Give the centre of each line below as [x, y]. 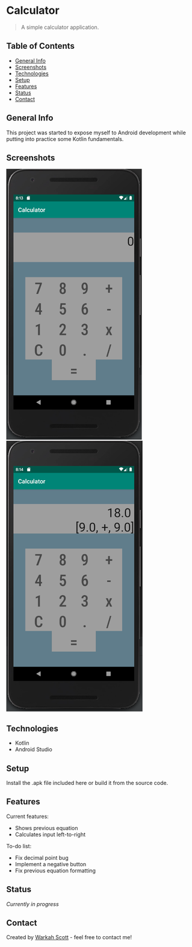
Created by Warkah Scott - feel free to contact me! [69, 937]
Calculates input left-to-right [50, 834]
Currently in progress [33, 904]
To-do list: [19, 846]
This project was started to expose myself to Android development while [96, 133]
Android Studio [33, 749]
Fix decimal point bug [42, 858]
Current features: [28, 816]
